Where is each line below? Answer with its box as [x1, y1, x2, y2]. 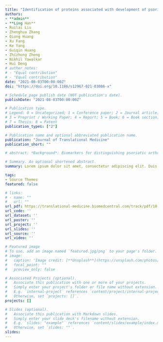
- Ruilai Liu [5, 25, 32, 30]
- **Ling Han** [5, 20, 36, 26]
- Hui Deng [5, 61, 27, 66]
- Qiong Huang [5, 34, 34, 39]
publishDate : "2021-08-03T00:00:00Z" [5, 97, 81, 102]
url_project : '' [5, 222, 38, 227]
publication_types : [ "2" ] [5, 124, 57, 129]
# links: [5, 190, 23, 195]
